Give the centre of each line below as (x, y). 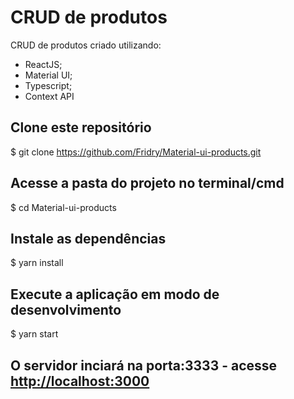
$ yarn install (37, 263)
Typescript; (48, 85)
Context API (49, 96)
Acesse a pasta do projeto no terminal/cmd (147, 183)
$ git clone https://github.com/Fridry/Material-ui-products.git (136, 152)
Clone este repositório (81, 127)
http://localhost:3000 (80, 381)
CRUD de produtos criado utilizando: (86, 45)
